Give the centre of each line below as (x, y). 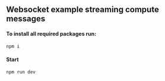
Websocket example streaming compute (82, 10)
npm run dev (21, 72)
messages (26, 19)
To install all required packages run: (51, 33)
